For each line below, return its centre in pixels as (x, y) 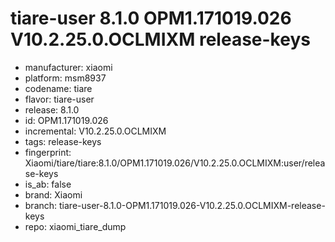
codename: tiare (58, 88)
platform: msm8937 (65, 78)
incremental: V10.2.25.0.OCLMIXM (95, 131)
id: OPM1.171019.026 (66, 120)
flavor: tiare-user (59, 99)
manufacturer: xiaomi (68, 67)
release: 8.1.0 (52, 109)
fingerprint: (48, 152)
